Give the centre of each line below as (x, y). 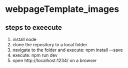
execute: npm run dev (35, 55)
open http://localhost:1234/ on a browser (54, 60)
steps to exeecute (34, 28)
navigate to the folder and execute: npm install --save (68, 50)
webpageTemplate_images (62, 9)
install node (24, 39)
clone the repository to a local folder (50, 45)
